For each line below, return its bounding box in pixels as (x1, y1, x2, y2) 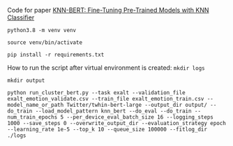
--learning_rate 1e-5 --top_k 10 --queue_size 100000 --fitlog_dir (7, 126, 208, 133)
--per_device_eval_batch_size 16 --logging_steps (66, 114, 214, 121)
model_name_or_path (7, 101, 64, 108)
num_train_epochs (7, 114, 58, 121)
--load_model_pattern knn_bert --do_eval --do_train (35, 108, 192, 115)
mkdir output (7, 77, 45, 84)
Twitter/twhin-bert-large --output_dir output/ (66, 101, 208, 108)
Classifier (7, 13, 35, 22)
